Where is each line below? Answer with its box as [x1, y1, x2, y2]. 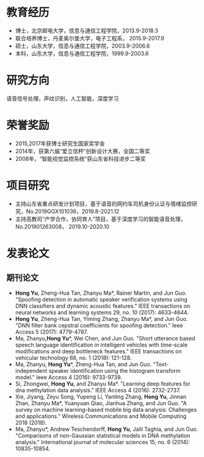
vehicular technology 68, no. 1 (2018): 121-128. [15, 354, 132, 361]
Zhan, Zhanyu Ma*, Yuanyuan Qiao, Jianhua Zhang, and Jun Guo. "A [15, 399, 188, 406]
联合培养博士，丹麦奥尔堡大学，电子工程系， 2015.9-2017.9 [15, 34, 165, 41]
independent [15, 367, 48, 374]
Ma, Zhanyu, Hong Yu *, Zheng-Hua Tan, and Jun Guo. [15, 361, 152, 368]
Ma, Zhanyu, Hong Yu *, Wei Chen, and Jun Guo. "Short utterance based [15, 334, 195, 342]
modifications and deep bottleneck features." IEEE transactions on [15, 347, 182, 354]
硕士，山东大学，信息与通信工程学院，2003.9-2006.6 [15, 42, 150, 49]
